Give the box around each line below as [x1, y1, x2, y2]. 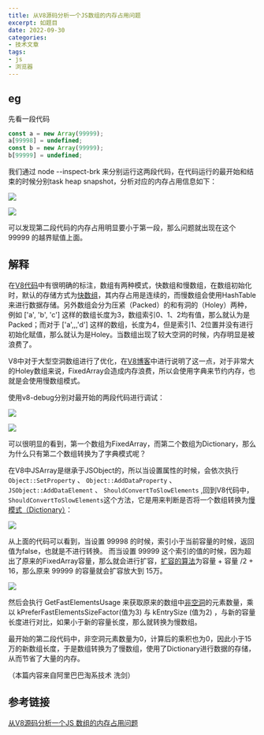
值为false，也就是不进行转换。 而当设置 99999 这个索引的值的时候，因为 [8, 546, 244, 555]
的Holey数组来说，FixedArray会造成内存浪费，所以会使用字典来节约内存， [8, 366, 249, 375]
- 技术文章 [8, 41, 39, 49]
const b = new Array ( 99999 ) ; [8, 144, 104, 152]
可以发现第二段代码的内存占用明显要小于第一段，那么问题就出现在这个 [8, 223, 236, 232]
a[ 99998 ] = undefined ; [8, 137, 83, 145]
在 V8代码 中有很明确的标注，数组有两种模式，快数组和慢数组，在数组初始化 [8, 280, 252, 290]
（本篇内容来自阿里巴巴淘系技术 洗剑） [8, 670, 135, 680]
